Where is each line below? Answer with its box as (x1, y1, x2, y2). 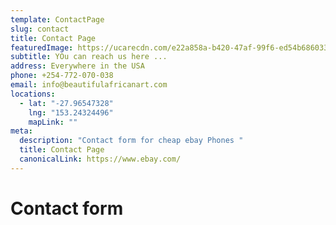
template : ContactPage (10, 14, 105, 25)
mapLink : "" (28, 117, 78, 127)
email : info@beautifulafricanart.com (10, 80, 168, 90)
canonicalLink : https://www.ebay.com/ (19, 154, 182, 164)
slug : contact (10, 24, 70, 34)
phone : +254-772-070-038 (10, 71, 114, 81)
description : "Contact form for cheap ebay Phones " (19, 136, 244, 146)
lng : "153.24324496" (28, 107, 114, 118)
